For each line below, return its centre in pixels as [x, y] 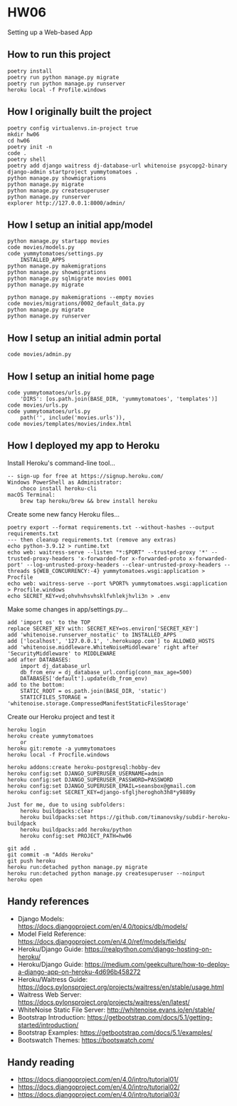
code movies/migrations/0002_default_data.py [76, 304]
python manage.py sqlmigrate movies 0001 [70, 279]
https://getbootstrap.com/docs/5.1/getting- [150, 1017]
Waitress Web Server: [49, 994]
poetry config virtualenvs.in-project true [73, 128]
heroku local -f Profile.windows [57, 90]
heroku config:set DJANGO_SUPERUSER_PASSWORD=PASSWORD [90, 780]
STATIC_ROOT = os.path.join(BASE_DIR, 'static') [94, 691]
